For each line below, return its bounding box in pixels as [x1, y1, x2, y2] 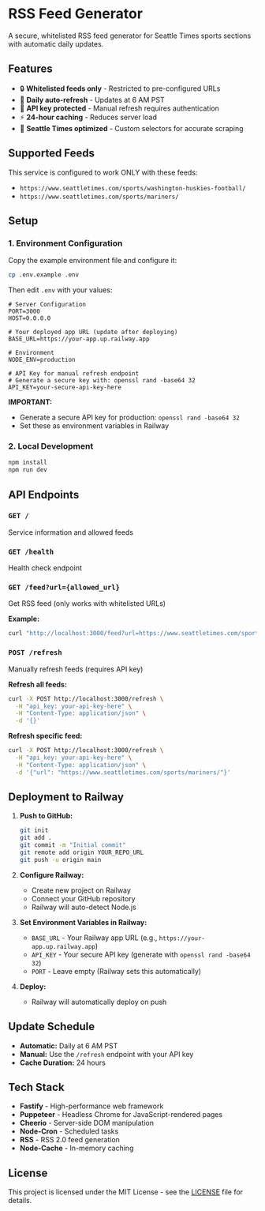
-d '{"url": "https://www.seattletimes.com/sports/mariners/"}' [15, 768, 231, 777]
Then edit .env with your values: [8, 285, 113, 295]
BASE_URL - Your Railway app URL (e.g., [31, 933, 158, 942]
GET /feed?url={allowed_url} [8, 583, 121, 592]
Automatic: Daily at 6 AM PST [19, 1040, 118, 1051]
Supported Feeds [8, 147, 95, 160]
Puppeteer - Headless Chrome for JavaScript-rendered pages [19, 1110, 223, 1119]
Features [8, 62, 53, 76]
